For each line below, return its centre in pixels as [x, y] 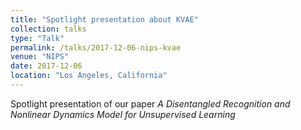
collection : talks [48, 29]
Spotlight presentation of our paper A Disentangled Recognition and [150, 103]
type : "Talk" [37, 38]
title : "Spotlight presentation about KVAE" [104, 19]
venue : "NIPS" [40, 57]
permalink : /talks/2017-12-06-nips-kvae [96, 47]
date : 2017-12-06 [46, 66]
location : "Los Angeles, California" [89, 76]
